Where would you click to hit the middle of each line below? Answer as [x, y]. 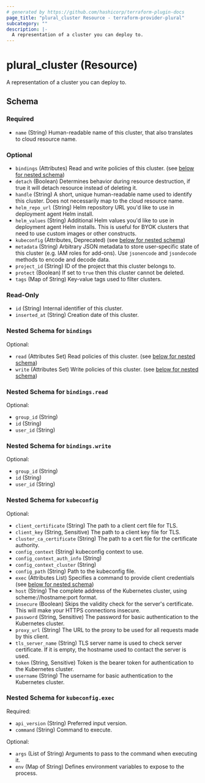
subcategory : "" [27, 23]
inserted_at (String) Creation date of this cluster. [77, 315]
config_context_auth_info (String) [58, 558]
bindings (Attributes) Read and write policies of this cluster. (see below [105, 168]
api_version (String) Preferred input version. [71, 723]
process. [26, 773]
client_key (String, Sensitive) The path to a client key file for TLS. [98, 532]
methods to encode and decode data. [63, 260]
